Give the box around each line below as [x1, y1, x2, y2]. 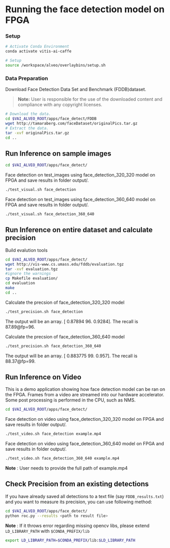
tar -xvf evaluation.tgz [5, 266, 58, 272]
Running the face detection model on [5, 4, 165, 15]
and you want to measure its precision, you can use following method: [5, 499, 152, 505]
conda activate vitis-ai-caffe [5, 49, 72, 54]
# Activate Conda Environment [5, 44, 70, 49]
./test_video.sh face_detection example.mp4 [5, 431, 101, 437]
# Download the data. [5, 111, 51, 117]
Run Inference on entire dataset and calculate [5, 225, 153, 235]
